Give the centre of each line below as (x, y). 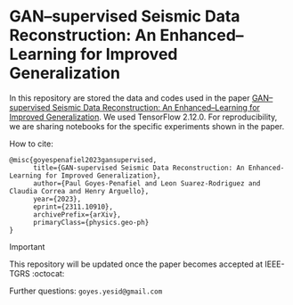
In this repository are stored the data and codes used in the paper (130, 98)
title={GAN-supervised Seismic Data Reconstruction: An (138, 168)
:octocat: (48, 273)
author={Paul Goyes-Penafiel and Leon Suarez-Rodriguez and (146, 183)
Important (27, 246)
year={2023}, (57, 199)
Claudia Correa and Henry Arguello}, (79, 191)
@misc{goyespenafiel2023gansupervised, (83, 160)
